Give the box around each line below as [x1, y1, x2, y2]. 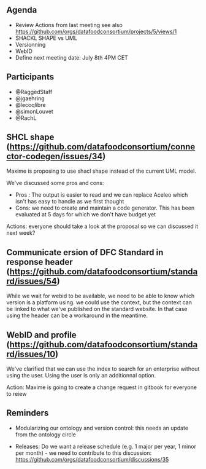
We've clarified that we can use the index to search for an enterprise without [6, 365, 200, 372]
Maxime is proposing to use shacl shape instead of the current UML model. [6, 167, 196, 175]
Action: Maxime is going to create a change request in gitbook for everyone [6, 384, 197, 391]
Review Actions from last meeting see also [15, 21, 123, 28]
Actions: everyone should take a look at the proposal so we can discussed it [6, 223, 199, 230]
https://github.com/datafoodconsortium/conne [9, 141, 196, 152]
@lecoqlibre [15, 101, 46, 108]
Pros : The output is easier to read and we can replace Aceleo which [15, 191, 188, 199]
